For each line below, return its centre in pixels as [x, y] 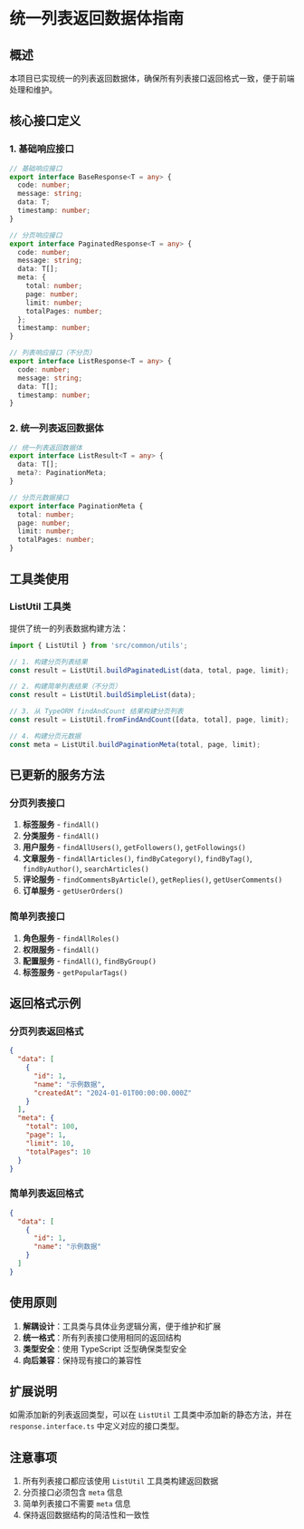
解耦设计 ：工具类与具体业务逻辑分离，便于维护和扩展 [122, 1326]
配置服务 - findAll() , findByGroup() [89, 961]
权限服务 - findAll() [61, 949]
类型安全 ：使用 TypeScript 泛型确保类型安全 [104, 1349]
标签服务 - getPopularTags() [75, 972]
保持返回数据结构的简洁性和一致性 [86, 1515]
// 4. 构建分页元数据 [45, 736]
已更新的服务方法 [57, 775]
